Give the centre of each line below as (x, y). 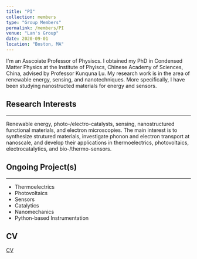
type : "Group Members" (34, 22)
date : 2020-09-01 (27, 39)
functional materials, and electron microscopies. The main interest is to (92, 130)
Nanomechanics (34, 212)
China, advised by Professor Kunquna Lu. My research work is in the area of (98, 73)
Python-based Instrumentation (52, 218)
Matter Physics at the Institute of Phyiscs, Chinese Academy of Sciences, (95, 67)
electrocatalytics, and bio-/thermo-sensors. (59, 149)
